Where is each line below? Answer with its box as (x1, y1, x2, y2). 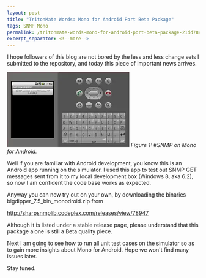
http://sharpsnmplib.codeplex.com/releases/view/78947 (7, 209, 149, 217)
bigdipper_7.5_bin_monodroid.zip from (7, 198, 103, 205)
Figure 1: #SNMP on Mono (130, 141, 197, 149)
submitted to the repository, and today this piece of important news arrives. (7, 60, 197, 67)
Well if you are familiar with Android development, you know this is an (7, 160, 182, 167)
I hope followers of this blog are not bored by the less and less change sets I (7, 53, 199, 61)
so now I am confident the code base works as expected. (7, 179, 152, 187)
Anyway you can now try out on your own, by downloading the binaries (7, 191, 186, 198)
